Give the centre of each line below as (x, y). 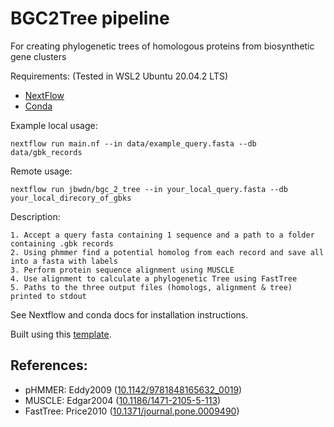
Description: (35, 216)
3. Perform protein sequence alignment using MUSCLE (122, 270)
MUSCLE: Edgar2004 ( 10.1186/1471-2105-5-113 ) (123, 400)
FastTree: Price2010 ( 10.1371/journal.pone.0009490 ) (132, 411)
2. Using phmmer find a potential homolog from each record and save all (167, 252)
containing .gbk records (62, 243)
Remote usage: (41, 171)
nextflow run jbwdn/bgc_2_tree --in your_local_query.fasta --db (149, 189)
